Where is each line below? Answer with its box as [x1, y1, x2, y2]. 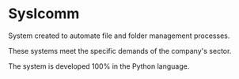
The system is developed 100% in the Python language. [8, 61, 190, 71]
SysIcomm [8, 5, 80, 23]
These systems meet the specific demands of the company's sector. [8, 46, 232, 55]
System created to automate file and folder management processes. [8, 31, 230, 40]
